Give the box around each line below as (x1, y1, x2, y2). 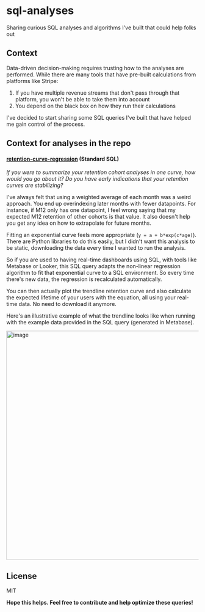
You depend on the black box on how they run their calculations (15, 102, 176, 109)
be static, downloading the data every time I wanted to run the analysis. (6, 244, 186, 252)
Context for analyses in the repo (6, 138, 131, 148)
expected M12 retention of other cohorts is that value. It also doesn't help (6, 213, 191, 220)
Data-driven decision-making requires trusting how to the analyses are (6, 64, 184, 71)
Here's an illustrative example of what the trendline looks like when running (6, 312, 195, 319)
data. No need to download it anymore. (18, 301, 117, 308)
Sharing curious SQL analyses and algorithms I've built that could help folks (6, 24, 196, 31)
